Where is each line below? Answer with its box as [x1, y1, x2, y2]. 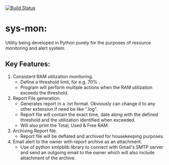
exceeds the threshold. [20, 89, 69, 96]
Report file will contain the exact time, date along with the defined [20, 111, 158, 117]
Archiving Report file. [12, 128, 58, 134]
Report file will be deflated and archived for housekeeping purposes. [20, 133, 164, 139]
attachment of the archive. [20, 155, 76, 161]
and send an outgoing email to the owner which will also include [20, 149, 155, 155]
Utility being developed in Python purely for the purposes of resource [5, 39, 151, 45]
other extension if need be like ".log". [20, 106, 98, 112]
